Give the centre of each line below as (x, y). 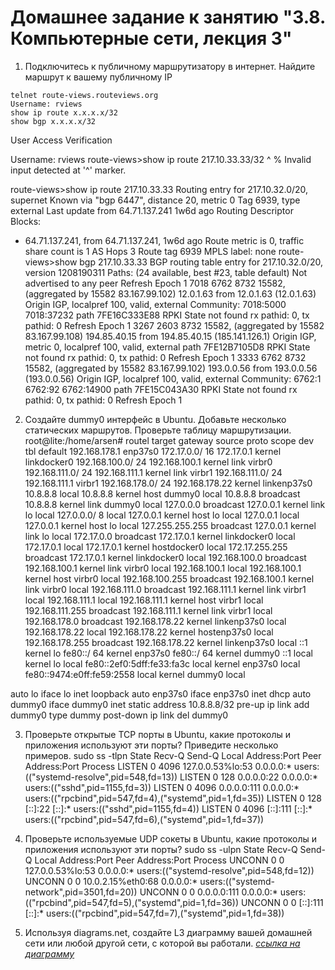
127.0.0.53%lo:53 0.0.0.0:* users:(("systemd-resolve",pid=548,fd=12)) (169, 870)
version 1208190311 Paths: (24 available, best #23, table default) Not (166, 272)
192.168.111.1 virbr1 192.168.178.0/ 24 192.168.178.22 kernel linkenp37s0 (168, 483)
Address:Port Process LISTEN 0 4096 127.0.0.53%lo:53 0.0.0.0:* (158, 766)
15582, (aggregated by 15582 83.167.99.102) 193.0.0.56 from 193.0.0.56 (171, 368)
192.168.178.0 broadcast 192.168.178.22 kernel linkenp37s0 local (155, 621)
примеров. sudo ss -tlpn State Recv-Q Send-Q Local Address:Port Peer (173, 755)
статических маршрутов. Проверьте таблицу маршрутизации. (158, 430)
